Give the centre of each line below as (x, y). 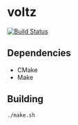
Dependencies (39, 53)
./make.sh (21, 115)
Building (25, 99)
